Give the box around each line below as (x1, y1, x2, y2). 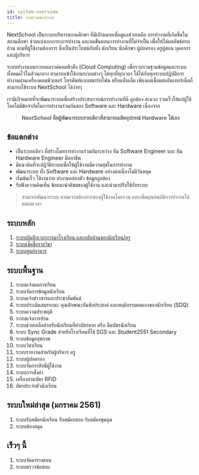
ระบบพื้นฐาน (7, 265, 44, 275)
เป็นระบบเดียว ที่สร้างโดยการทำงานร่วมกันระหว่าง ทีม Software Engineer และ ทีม (15, 148, 183, 155)
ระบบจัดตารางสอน (15, 456, 52, 464)
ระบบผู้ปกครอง (15, 355, 45, 362)
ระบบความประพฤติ (15, 308, 53, 315)
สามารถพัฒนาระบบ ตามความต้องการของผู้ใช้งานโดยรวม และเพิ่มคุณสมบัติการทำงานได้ (21, 193, 190, 201)
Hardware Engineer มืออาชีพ (15, 154, 81, 162)
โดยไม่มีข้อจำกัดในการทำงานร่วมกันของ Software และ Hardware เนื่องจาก (7, 102, 161, 109)
